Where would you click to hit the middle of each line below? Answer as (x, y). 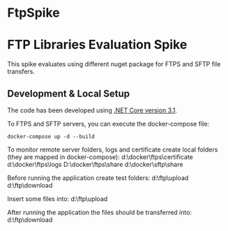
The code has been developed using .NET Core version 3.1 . (92, 110)
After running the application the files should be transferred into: (100, 212)
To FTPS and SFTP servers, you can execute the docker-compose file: (108, 124)
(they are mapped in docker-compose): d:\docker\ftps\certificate (100, 157)
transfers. (21, 72)
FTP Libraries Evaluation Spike (97, 45)
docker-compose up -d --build (51, 136)
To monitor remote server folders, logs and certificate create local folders (113, 149)
